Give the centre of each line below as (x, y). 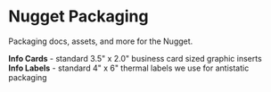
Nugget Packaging (78, 17)
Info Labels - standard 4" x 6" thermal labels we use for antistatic (129, 68)
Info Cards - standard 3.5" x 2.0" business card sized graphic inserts (135, 58)
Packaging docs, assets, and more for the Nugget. (101, 41)
